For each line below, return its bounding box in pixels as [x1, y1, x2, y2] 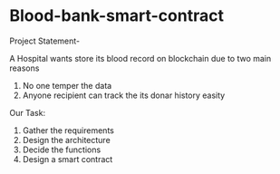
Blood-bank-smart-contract [9, 5, 225, 26]
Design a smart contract [22, 153, 113, 164]
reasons [9, 63, 40, 73]
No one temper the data [22, 80, 112, 91]
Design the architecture [22, 134, 111, 145]
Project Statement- [9, 35, 80, 46]
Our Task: [9, 107, 46, 118]
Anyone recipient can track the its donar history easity [22, 90, 226, 101]
